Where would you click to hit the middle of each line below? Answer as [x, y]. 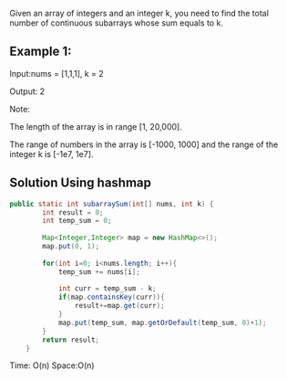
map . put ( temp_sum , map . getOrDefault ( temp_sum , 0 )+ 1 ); [162, 322]
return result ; [71, 340]
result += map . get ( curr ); [120, 306]
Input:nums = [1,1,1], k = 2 [57, 73]
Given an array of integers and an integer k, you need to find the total [139, 13]
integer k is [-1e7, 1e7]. [51, 153]
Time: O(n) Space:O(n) [52, 365]
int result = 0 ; [73, 212]
